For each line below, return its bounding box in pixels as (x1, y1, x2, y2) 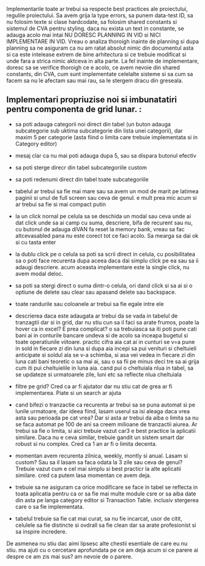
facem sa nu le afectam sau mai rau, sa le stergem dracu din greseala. (6, 77, 184, 84)
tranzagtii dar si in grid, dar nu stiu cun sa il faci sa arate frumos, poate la (15, 318, 199, 326)
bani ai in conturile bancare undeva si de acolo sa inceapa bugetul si (15, 331, 188, 339)
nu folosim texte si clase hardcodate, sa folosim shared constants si (6, 18, 177, 25)
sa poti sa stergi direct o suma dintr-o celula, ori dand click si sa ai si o (15, 281, 193, 289)
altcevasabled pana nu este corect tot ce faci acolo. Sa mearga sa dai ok (15, 232, 199, 239)
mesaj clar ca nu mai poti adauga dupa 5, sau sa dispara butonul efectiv (15, 151, 197, 159)
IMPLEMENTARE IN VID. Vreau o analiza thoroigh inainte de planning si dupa (6, 38, 199, 45)
